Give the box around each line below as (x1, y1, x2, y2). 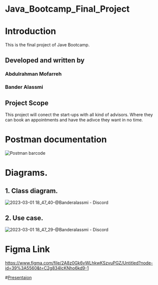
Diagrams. (5, 167, 48, 179)
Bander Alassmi (5, 84, 43, 91)
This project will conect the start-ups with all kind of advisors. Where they (5, 112, 153, 118)
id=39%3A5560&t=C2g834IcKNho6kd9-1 (5, 265, 89, 271)
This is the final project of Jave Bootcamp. (5, 42, 90, 48)
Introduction (5, 26, 56, 37)
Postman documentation (5, 134, 107, 145)
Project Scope (5, 99, 49, 107)
